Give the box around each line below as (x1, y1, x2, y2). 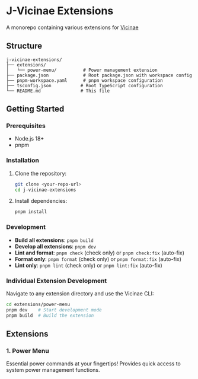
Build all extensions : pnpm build (14, 236, 94, 244)
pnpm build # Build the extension (6, 313, 94, 319)
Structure (6, 41, 43, 51)
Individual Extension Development (6, 276, 107, 285)
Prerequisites (6, 122, 46, 130)
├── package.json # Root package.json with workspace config (6, 72, 193, 78)
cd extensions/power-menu (6, 301, 70, 307)
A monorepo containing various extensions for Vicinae (6, 24, 139, 31)
